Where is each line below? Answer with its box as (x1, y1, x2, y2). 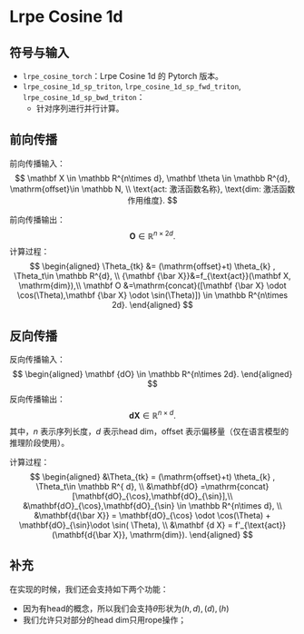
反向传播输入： (9, 354, 65, 365)
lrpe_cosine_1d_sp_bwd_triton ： (22, 92, 145, 102)
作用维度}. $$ (127, 194, 178, 205)
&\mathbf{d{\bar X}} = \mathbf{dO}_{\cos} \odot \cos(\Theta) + (34, 510, 271, 520)
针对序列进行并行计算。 (35, 103, 124, 114)
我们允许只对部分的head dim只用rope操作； (22, 614, 187, 625)
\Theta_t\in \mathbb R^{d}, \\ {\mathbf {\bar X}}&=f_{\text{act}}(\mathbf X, (13, 271, 292, 282)
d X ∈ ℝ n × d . (128, 409, 177, 421)
